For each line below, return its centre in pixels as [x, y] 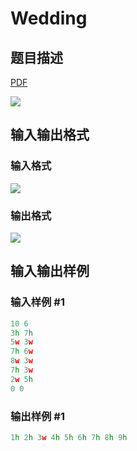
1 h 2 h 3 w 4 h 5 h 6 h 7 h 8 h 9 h [69, 437]
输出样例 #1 [37, 416]
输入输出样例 [50, 271]
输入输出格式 [50, 135]
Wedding [49, 18]
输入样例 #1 [37, 302]
